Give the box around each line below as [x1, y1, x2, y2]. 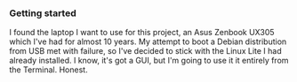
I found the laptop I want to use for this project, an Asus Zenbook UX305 [9, 27, 275, 38]
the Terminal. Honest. [9, 64, 88, 75]
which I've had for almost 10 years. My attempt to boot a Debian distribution [9, 36, 287, 47]
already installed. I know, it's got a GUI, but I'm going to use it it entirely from [9, 56, 289, 66]
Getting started [9, 7, 77, 19]
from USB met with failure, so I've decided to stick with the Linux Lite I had [9, 46, 282, 56]
